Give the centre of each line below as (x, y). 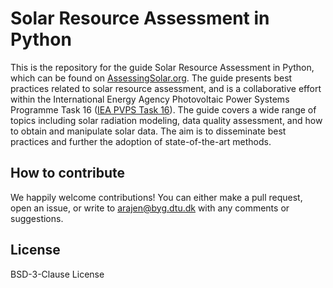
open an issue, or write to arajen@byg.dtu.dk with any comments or (150, 208)
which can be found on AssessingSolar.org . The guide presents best (151, 78)
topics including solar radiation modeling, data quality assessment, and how (166, 120)
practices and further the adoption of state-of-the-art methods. (141, 141)
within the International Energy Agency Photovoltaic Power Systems (150, 99)
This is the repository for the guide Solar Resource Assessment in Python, (162, 67)
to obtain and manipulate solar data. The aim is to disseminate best (148, 131)
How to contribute (68, 173)
